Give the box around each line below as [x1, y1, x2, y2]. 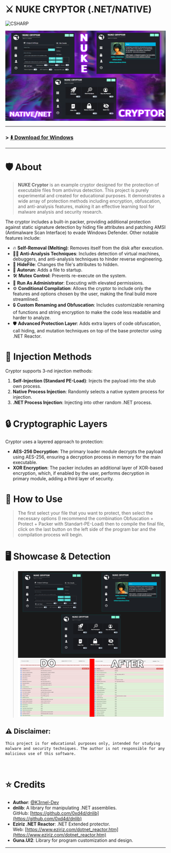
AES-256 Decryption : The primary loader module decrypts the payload [12, 448, 163, 454]
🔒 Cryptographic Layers [5, 418, 108, 429]
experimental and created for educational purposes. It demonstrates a [17, 192, 165, 198]
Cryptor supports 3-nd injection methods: [5, 368, 93, 374]
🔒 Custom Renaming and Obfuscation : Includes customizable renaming [12, 302, 164, 308]
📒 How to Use [5, 493, 63, 505]
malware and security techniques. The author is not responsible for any [5, 746, 165, 751]
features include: [5, 235, 41, 241]
